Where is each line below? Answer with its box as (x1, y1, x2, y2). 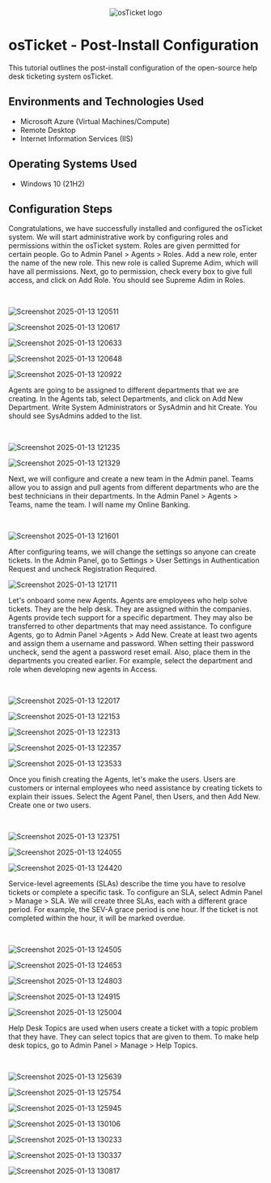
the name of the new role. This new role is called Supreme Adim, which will (8, 258, 259, 268)
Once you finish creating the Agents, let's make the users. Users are (8, 774, 236, 784)
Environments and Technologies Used (8, 95, 205, 109)
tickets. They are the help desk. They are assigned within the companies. (8, 604, 252, 614)
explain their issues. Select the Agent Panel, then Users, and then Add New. (8, 791, 260, 802)
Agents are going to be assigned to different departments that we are (8, 385, 239, 395)
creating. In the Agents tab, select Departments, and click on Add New (8, 394, 243, 404)
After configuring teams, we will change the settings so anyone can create (8, 547, 256, 557)
